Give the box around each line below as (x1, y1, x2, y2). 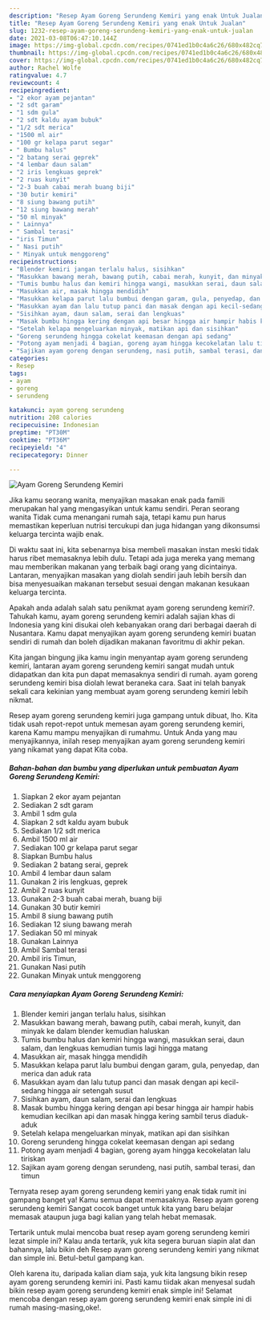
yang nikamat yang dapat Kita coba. (9, 745, 128, 754)
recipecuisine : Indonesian (9, 422, 99, 430)
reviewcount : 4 (9, 79, 60, 87)
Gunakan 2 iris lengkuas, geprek (20, 877, 128, 886)
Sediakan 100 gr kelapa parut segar (20, 843, 139, 853)
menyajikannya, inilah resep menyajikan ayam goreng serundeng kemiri (9, 737, 245, 746)
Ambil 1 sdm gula (20, 809, 77, 818)
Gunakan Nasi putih (20, 963, 87, 972)
